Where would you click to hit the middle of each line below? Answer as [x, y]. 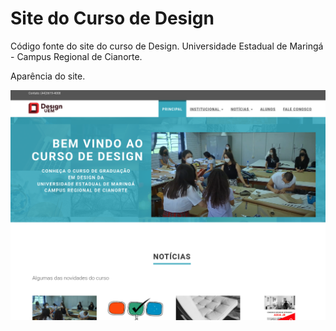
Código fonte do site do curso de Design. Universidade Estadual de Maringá [167, 46]
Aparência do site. [48, 76]
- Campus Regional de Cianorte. [76, 56]
